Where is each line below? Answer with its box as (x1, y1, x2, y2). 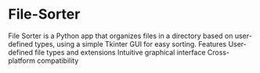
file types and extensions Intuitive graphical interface (34, 47, 206, 57)
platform (8, 56, 35, 65)
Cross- (207, 47, 229, 57)
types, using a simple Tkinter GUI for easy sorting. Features (34, 39, 227, 48)
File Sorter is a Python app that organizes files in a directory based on (8, 31, 233, 40)
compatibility (36, 56, 79, 65)
